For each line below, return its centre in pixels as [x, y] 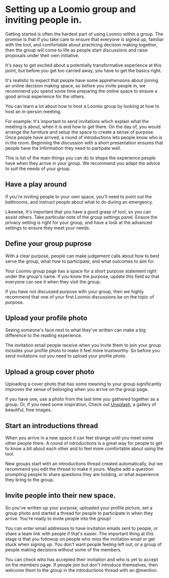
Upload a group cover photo [50, 372]
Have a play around [36, 184]
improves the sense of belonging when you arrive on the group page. [77, 389]
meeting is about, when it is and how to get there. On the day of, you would [83, 127]
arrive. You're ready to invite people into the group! [58, 518]
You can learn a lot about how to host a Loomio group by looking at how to [82, 106]
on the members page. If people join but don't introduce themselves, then [81, 565]
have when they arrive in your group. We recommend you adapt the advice [83, 163]
